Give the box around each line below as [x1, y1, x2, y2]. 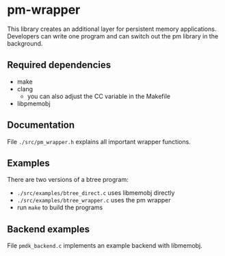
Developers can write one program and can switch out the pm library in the [7, 32, 219, 40]
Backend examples [7, 223, 90, 235]
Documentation [7, 119, 75, 131]
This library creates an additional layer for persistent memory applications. [7, 25, 217, 33]
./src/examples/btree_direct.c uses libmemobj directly [16, 189, 175, 197]
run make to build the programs [16, 203, 103, 211]
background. [7, 39, 43, 47]
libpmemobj [16, 99, 51, 108]
